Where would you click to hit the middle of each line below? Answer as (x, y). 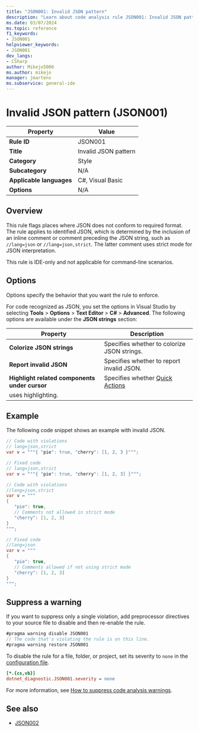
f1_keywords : (22, 34)
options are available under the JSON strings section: (72, 319)
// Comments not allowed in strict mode (65, 512)
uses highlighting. (34, 395)
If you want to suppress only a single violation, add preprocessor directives (98, 617)
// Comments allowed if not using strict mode (73, 567)
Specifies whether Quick (138, 378)
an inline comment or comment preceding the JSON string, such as (88, 237)
